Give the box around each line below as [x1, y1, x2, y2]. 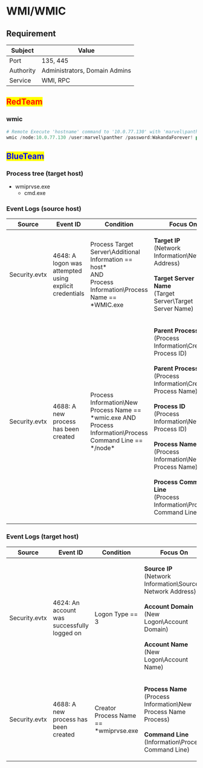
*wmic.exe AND [90, 414, 136, 422]
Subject [11, 47, 34, 55]
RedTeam [6, 97, 43, 107]
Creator [94, 704, 117, 712]
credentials [53, 290, 85, 298]
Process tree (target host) [6, 169, 83, 177]
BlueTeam [6, 151, 44, 161]
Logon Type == [94, 610, 138, 618]
